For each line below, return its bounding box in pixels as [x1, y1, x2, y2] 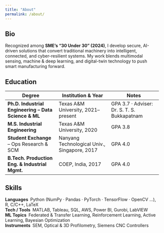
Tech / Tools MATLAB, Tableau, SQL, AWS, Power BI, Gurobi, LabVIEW [5, 207, 148, 212]
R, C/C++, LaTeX [5, 201, 39, 208]
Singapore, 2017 [58, 147, 98, 154]
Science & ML [7, 113, 40, 120]
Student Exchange [7, 135, 51, 142]
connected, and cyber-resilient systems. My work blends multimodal [5, 53, 143, 59]
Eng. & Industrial [7, 161, 47, 168]
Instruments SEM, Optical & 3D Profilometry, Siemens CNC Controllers [5, 222, 149, 228]
